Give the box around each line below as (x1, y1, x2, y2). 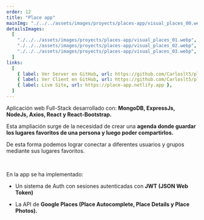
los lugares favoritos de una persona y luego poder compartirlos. (6, 128, 174, 136)
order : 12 (6, 8, 32, 15)
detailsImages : (6, 25, 45, 32)
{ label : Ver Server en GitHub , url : (17, 71, 113, 77)
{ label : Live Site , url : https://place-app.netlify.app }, (17, 82, 172, 88)
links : (6, 59, 23, 65)
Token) (15, 188, 33, 196)
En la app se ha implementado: (6, 170, 84, 178)
